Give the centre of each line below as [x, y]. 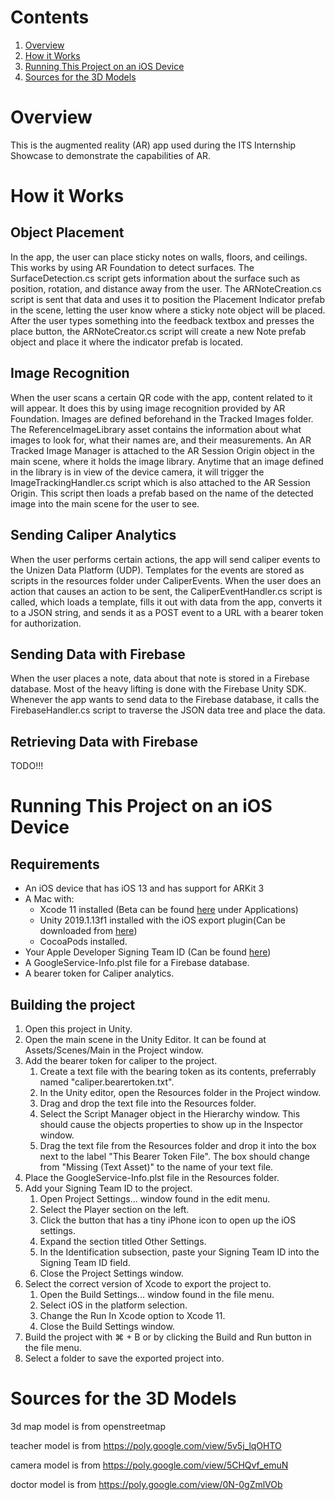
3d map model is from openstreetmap [88, 1426]
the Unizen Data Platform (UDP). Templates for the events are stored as [157, 570]
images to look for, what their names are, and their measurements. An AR [161, 440]
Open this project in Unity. [78, 1028]
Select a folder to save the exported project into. [124, 1358]
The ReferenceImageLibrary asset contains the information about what [156, 429]
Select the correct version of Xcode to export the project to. [148, 1283]
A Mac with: [49, 899]
